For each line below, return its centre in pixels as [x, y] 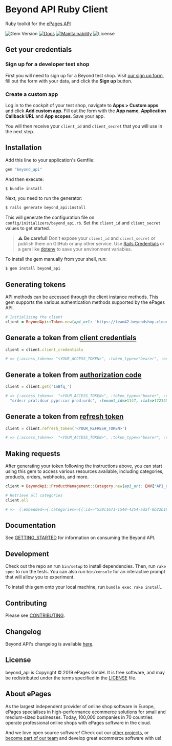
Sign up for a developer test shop [47, 64]
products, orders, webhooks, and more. [47, 477]
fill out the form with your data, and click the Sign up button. [69, 81]
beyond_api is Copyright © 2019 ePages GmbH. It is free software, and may [85, 672]
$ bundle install [24, 189]
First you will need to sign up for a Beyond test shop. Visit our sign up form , [85, 75]
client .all [17, 500]
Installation [24, 148]
